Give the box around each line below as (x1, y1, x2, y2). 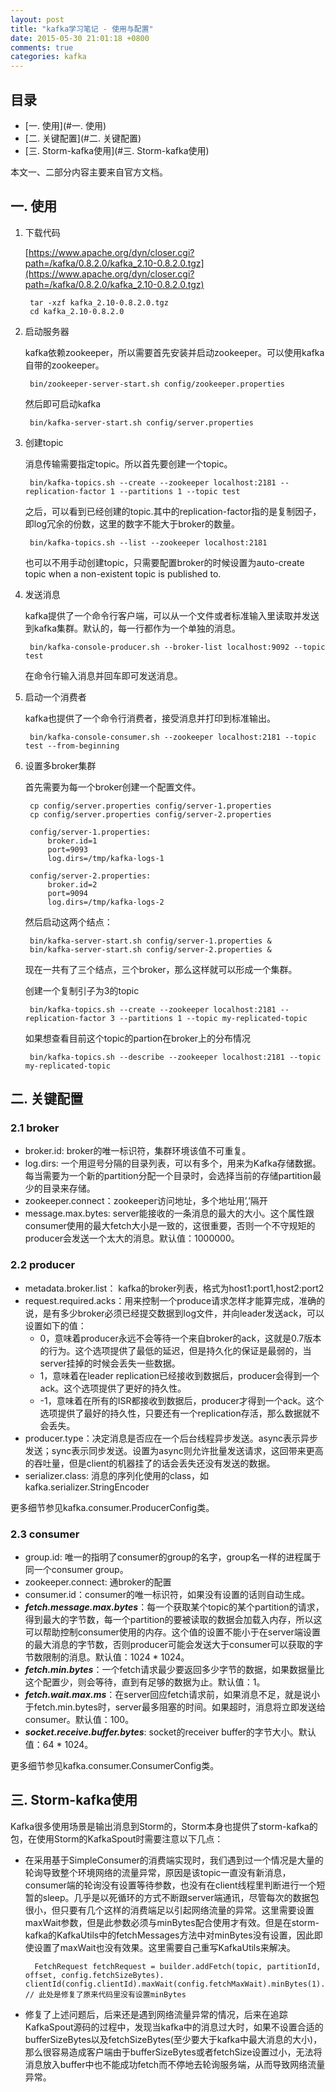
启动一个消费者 (24, 691, 87, 703)
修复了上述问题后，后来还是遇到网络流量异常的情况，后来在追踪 (24, 2008, 288, 2020)
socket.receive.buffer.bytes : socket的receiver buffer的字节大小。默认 (24, 1726, 317, 1738)
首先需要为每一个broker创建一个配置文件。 (24, 781, 202, 793)
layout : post (10, 14, 65, 25)
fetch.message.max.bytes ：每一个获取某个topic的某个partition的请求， (24, 1601, 325, 1613)
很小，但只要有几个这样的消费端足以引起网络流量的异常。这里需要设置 (24, 1904, 315, 1916)
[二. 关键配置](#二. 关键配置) (24, 132, 142, 144)
